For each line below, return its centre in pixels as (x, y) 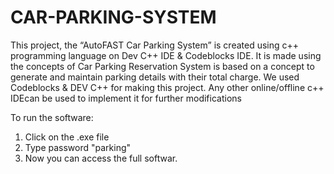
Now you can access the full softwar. (101, 158)
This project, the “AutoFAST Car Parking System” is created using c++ (155, 45)
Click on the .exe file (67, 137)
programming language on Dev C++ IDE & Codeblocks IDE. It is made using (166, 55)
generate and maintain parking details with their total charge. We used (155, 77)
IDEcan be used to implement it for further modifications (126, 98)
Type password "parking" (78, 147)
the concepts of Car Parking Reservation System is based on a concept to (162, 66)
